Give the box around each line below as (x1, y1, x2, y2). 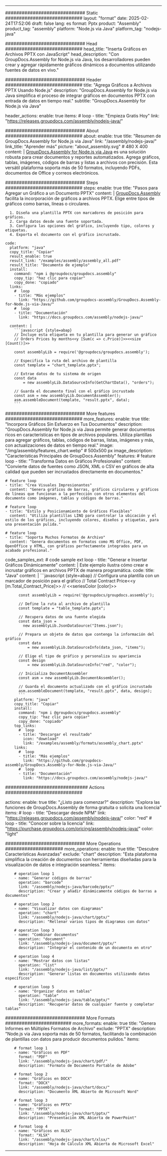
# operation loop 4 (14, 954, 55, 959)
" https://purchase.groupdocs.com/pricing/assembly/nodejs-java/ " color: (5, 826, 154, 831)
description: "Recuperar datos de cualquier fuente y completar (18, 1002, 155, 1007)
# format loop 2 (14, 1072, 48, 1077)
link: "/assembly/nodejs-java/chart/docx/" (18, 1085, 110, 1090)
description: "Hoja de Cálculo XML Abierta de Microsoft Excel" (18, 1142, 155, 1147)
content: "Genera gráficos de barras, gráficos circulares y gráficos (9, 487, 159, 492)
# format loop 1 (14, 1046, 48, 1051)
